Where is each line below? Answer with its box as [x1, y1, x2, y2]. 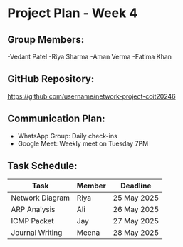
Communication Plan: [7, 113, 105, 125]
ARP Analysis [11, 205, 56, 215]
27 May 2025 [113, 216, 160, 226]
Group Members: [7, 34, 85, 46]
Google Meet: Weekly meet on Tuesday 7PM [17, 139, 149, 148]
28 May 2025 [113, 228, 160, 238]
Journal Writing [11, 228, 63, 238]
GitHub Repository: [7, 73, 95, 85]
